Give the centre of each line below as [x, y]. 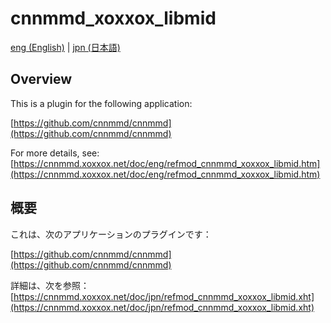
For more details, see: [55, 153]
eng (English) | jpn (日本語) [65, 47]
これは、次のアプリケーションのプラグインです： [111, 234]
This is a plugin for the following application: [101, 103]
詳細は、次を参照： [50, 285]
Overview [41, 79]
